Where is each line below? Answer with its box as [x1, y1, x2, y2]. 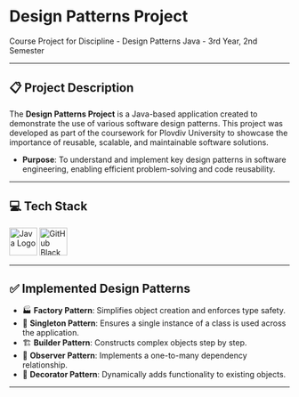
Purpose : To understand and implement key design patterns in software [21, 154, 287, 165]
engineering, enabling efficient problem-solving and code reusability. [21, 163, 276, 174]
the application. [21, 328, 80, 338]
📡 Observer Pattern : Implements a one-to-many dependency [21, 350, 247, 361]
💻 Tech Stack [9, 198, 88, 215]
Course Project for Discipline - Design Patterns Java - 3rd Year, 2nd [9, 36, 258, 46]
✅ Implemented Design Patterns [9, 280, 191, 296]
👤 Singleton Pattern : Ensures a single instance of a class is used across [21, 318, 287, 328]
